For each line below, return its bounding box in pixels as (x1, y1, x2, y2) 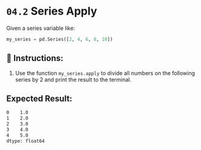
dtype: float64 (6, 138, 45, 144)
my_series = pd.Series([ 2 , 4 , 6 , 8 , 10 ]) (6, 36, 113, 42)
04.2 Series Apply (6, 4, 97, 18)
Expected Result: (6, 93, 72, 104)
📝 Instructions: (6, 53, 64, 63)
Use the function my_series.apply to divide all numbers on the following (15, 69, 196, 77)
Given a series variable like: (6, 24, 76, 32)
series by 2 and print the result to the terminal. (15, 76, 132, 83)
